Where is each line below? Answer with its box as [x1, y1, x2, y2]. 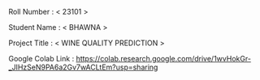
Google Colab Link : [8, 54, 75, 63]
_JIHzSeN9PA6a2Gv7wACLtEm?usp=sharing [8, 62, 158, 72]
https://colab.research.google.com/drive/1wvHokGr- [76, 54, 252, 63]
